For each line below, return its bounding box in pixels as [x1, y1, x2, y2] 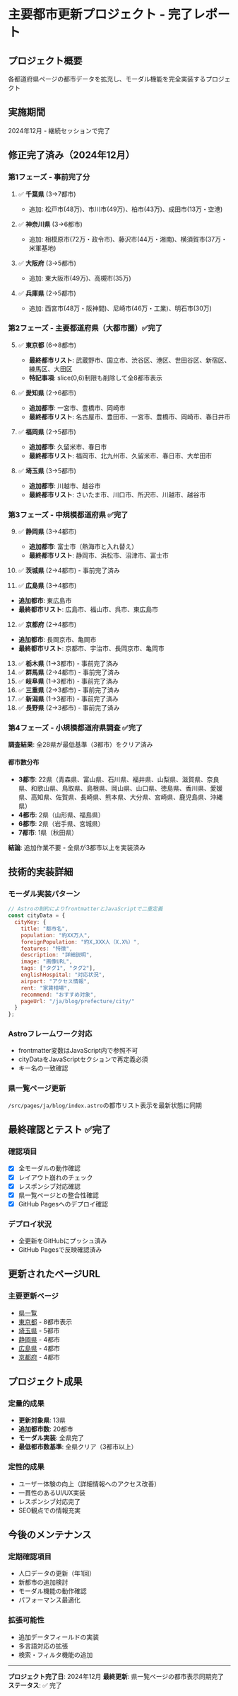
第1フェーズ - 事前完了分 [8, 172, 90, 182]
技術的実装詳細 [8, 866, 73, 878]
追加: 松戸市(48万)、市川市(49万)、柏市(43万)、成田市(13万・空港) [28, 205, 223, 213]
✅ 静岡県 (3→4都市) [18, 527, 77, 536]
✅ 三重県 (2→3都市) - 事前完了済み [18, 686, 120, 694]
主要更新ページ [8, 1291, 59, 1301]
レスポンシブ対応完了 [18, 1497, 81, 1505]
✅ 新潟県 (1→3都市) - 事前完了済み [18, 695, 119, 703]
